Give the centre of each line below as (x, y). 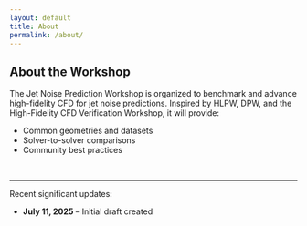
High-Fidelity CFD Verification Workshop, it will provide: (115, 113)
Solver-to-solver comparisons (79, 140)
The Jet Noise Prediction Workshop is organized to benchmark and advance (153, 94)
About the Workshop (70, 72)
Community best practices (73, 150)
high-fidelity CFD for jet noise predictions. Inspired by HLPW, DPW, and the (151, 103)
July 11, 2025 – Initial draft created (88, 211)
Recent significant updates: (61, 194)
